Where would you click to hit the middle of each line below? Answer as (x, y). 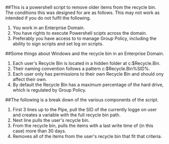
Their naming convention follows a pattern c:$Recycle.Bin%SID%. (81, 68)
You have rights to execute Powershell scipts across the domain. (80, 33)
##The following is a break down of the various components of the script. (82, 100)
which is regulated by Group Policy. (50, 90)
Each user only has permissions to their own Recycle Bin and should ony (88, 74)
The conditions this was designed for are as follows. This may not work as (82, 13)
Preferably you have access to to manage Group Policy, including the (85, 38)
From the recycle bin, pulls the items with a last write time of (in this (83, 126)
